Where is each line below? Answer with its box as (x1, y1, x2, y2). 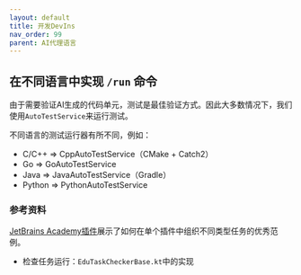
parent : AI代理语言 (9, 38, 77, 48)
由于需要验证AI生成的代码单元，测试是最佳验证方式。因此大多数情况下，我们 (9, 100, 293, 111)
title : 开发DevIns (9, 22, 75, 31)
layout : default (9, 13, 70, 22)
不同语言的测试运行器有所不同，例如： (9, 129, 151, 140)
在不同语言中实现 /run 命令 (9, 74, 157, 89)
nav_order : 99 (9, 30, 63, 39)
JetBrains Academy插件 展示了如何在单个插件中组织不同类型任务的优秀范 (9, 226, 279, 236)
